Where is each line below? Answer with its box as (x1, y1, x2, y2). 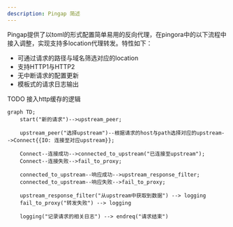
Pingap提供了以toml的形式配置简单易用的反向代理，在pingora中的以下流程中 (7, 30, 227, 38)
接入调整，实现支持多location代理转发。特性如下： (7, 39, 153, 47)
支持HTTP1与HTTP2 (17, 62, 75, 70)
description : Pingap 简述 (7, 10, 80, 17)
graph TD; (7, 109, 36, 116)
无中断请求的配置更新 (17, 71, 79, 79)
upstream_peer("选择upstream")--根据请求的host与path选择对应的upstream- (20, 130, 225, 136)
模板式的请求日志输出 (17, 79, 79, 88)
